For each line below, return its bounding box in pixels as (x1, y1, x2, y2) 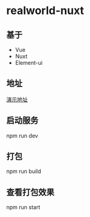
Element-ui (15, 59, 43, 66)
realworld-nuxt (6, 4, 85, 18)
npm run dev (6, 132, 38, 139)
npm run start (6, 204, 41, 211)
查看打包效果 (6, 187, 55, 197)
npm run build (6, 167, 41, 175)
